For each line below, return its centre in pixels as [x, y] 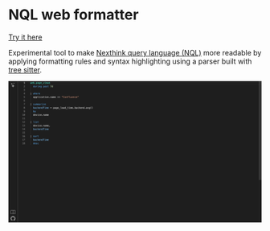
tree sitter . [25, 69]
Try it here [25, 37]
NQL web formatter [74, 15]
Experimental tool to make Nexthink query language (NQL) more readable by [135, 52]
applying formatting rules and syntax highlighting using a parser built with [130, 61]
